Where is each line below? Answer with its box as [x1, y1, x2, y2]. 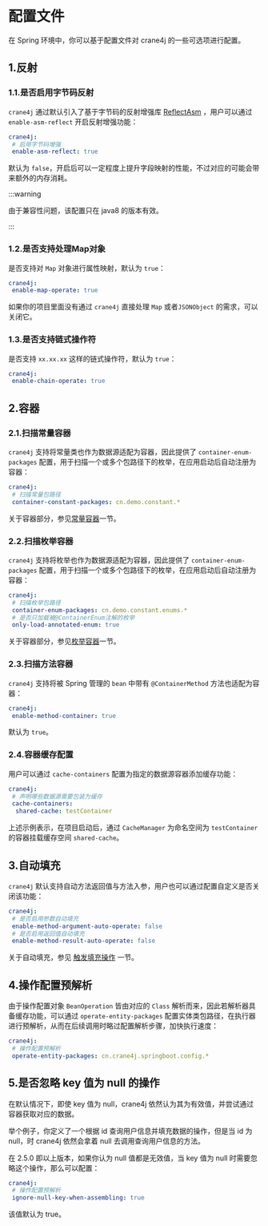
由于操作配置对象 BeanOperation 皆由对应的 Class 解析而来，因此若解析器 [8, 1001, 250, 1010]
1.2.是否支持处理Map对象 [8, 244, 106, 255]
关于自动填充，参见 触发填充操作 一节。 [8, 953, 138, 962]
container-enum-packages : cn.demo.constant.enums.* [11, 606, 188, 614]
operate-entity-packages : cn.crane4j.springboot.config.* [11, 1051, 210, 1060]
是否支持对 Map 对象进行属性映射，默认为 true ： [8, 263, 166, 272]
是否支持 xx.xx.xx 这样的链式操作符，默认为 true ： [8, 353, 177, 363]
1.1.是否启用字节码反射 [8, 87, 94, 99]
